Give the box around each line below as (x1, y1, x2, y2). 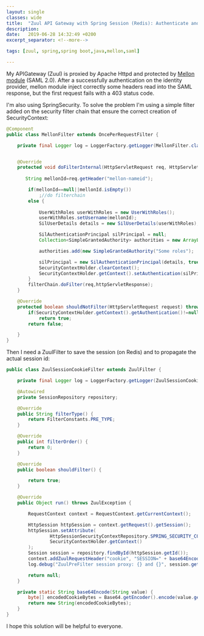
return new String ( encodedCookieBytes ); (28, 600, 132, 606)
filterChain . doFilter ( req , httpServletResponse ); (28, 282, 154, 288)
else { (28, 198, 45, 204)
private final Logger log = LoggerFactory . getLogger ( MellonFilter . (17, 142, 191, 149)
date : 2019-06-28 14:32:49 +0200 (6, 32, 97, 38)
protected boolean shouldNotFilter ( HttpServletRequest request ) (17, 304, 183, 310)
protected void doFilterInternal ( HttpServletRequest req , (17, 165, 167, 171)
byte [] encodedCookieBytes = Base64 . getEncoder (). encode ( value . (28, 595, 194, 601)
